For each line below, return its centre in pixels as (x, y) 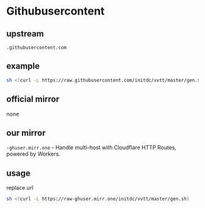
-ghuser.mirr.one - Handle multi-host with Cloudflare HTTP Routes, (92, 148)
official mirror (33, 99)
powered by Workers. (34, 154)
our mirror (26, 133)
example (23, 66)
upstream (25, 34)
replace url (20, 188)
